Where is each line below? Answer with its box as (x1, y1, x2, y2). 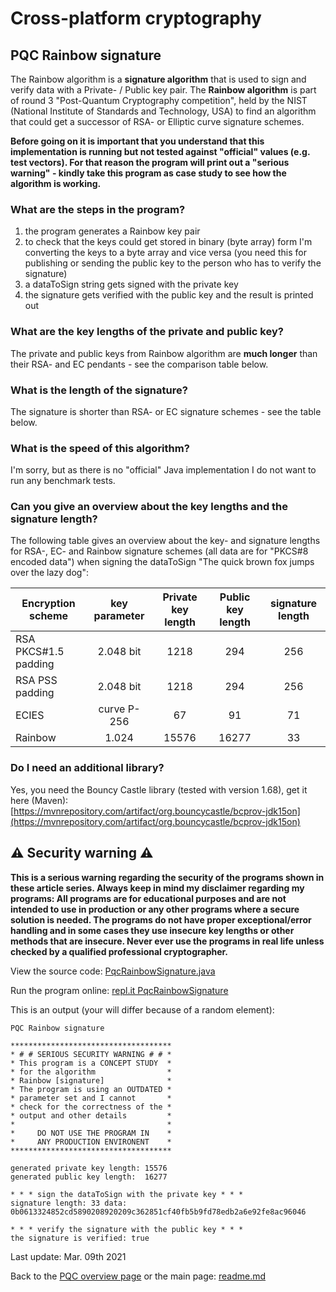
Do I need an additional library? (10, 761, 165, 775)
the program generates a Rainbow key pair (24, 225, 201, 237)
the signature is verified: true (10, 1233, 150, 1243)
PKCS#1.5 (15, 645, 65, 659)
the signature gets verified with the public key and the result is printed (24, 289, 314, 301)
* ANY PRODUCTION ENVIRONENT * (10, 1137, 172, 1147)
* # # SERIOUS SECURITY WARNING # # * (10, 1049, 172, 1059)
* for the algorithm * (10, 1067, 172, 1077)
